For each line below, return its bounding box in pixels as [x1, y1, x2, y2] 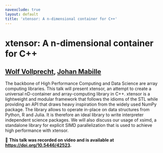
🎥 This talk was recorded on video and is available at [5, 137, 114, 143]
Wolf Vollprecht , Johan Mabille [5, 67, 102, 76]
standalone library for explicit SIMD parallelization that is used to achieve [5, 122, 152, 128]
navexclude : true [5, 7, 41, 12]
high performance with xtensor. [5, 127, 69, 133]
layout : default [5, 12, 38, 17]
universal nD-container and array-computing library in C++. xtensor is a [5, 91, 150, 97]
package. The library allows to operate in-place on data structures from [5, 107, 150, 113]
